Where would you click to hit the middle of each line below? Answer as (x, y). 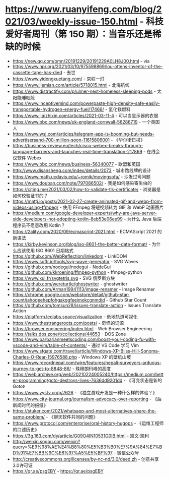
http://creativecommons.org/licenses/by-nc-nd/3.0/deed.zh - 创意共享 (86, 459)
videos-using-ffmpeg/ (35, 207)
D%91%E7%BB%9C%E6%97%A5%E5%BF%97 (63, 453)
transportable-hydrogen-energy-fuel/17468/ (58, 109)
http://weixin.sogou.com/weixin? (46, 441)
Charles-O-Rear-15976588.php (45, 357)
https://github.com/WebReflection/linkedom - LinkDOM (70, 256)
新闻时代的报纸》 (30, 405)
